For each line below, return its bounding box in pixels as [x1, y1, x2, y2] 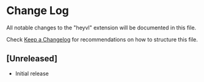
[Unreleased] [6, 53, 58, 64]
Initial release [15, 70, 49, 77]
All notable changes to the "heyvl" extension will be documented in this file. [6, 24, 197, 31]
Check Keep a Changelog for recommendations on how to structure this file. [6, 35, 199, 43]
